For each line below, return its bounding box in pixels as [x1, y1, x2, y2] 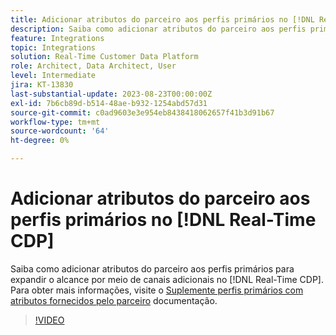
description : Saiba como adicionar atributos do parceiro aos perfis [10, 24, 307, 34]
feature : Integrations [10, 33, 105, 43]
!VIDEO [34, 314, 65, 326]
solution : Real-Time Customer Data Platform [10, 52, 199, 62]
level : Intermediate [10, 71, 97, 81]
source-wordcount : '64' [10, 126, 110, 136]
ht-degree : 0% [10, 136, 70, 146]
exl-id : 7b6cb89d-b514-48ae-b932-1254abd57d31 [10, 98, 208, 108]
